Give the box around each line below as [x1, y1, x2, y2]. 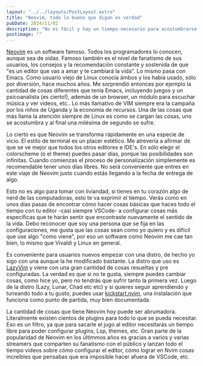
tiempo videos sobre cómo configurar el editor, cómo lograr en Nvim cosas [6, 347, 194, 354]
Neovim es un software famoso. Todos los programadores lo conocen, [6, 48, 183, 55]
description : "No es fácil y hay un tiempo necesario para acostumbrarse [6, 25, 198, 32]
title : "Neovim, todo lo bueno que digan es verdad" [6, 15, 143, 21]
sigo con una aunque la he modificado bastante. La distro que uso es [6, 257, 179, 265]
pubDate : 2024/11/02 [6, 20, 59, 26]
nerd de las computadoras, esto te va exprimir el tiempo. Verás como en [6, 194, 187, 202]
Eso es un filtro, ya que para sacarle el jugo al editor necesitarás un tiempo [6, 321, 194, 328]
